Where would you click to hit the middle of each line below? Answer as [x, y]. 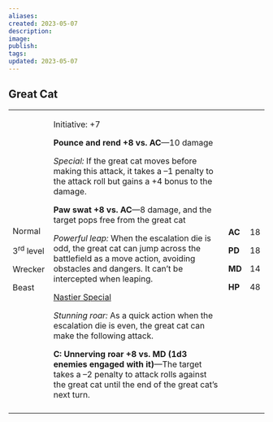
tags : [17, 54]
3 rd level [28, 250]
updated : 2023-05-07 [43, 62]
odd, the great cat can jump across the [127, 248]
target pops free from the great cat [119, 220]
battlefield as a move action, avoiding [124, 259]
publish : [23, 46]
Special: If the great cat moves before [125, 161]
